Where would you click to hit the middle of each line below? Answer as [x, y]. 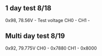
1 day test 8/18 [28, 8]
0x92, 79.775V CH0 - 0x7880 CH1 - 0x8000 [51, 48]
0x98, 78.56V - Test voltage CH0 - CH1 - [47, 20]
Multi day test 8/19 [35, 36]
